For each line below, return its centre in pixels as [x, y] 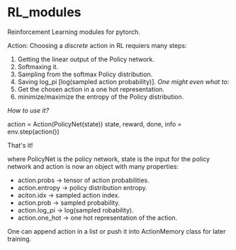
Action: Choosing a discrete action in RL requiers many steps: [97, 45]
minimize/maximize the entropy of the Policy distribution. [101, 97]
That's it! [20, 145]
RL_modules [44, 12]
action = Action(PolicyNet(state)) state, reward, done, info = [95, 124]
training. [19, 239]
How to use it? [28, 110]
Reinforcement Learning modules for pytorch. [74, 32]
